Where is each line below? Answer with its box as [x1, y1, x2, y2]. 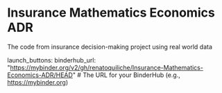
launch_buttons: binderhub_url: [7, 56, 96, 64]
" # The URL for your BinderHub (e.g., [72, 71, 180, 79]
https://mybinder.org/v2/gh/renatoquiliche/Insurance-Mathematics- [10, 63, 203, 71]
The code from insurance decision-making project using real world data [7, 42, 213, 51]
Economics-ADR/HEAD [7, 71, 73, 79]
